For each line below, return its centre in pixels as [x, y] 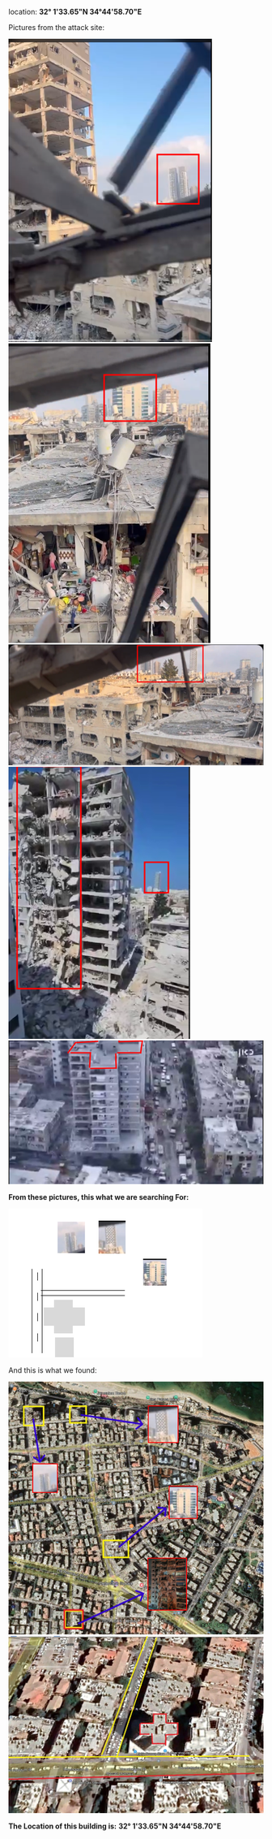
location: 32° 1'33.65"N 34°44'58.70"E [75, 12]
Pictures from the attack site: [57, 27]
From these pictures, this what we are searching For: [99, 1196]
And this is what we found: [53, 1370]
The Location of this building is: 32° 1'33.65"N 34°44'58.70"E [115, 1826]
